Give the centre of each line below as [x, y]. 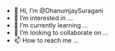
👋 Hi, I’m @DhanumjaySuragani [58, 11]
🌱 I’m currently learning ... [51, 25]
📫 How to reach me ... [46, 40]
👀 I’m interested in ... [43, 18]
